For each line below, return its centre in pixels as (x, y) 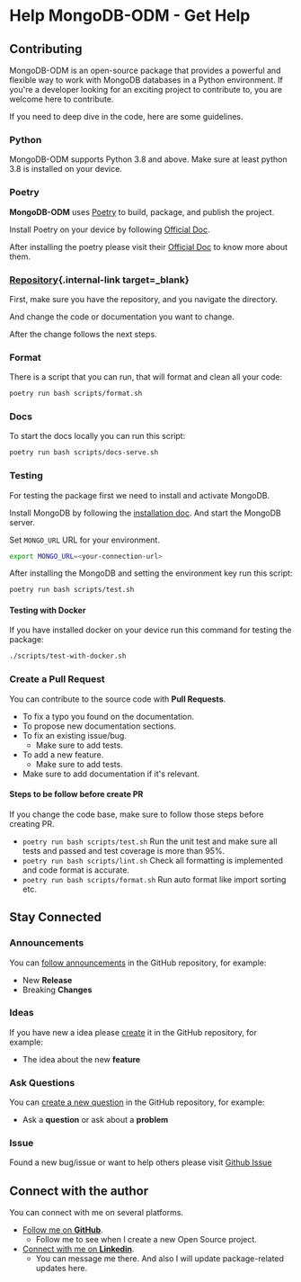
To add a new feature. (63, 754)
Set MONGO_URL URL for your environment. (84, 540)
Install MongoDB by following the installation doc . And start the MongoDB (145, 513)
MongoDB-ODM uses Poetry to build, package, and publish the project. (142, 211)
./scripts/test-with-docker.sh (68, 656)
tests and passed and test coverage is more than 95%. (124, 850)
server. (22, 522)
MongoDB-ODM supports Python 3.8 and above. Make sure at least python (148, 159)
